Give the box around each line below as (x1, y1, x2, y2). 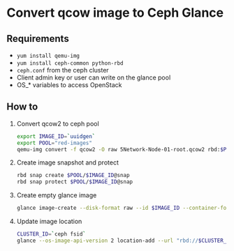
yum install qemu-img (16, 52, 80, 59)
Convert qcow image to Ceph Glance (6, 5, 224, 21)
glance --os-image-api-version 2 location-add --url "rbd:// (16, 237, 199, 244)
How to (6, 101, 38, 113)
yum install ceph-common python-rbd (16, 60, 124, 67)
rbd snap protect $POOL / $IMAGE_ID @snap (16, 178, 133, 185)
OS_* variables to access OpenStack (16, 81, 123, 89)
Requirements (6, 33, 69, 45)
